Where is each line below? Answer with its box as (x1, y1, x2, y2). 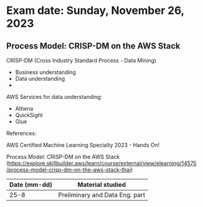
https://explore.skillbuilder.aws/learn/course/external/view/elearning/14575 (8, 160, 197, 167)
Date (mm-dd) (9, 180, 53, 189)
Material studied (77, 180, 126, 189)
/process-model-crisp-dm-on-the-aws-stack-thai (6, 166, 131, 173)
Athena (15, 105, 33, 112)
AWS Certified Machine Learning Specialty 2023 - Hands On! (6, 141, 160, 149)
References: (6, 130, 36, 137)
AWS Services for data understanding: (6, 93, 102, 100)
